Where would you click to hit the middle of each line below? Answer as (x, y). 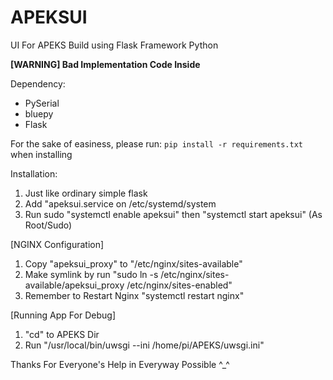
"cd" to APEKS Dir (62, 334)
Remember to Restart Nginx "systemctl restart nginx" (134, 295)
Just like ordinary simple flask (86, 193)
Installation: (34, 173)
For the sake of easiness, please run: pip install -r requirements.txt (156, 143)
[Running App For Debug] (63, 315)
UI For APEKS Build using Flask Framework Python (114, 45)
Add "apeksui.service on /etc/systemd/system (120, 203)
